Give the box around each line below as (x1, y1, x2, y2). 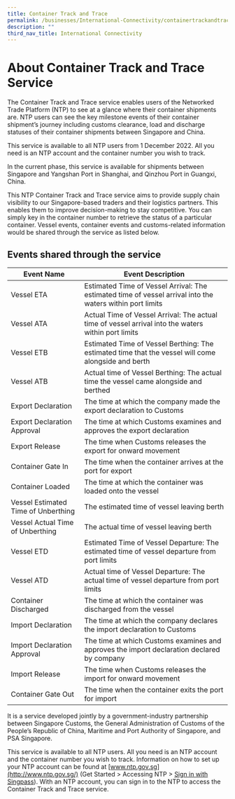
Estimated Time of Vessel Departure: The (83, 538, 219, 547)
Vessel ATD (10, 575, 49, 585)
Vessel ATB (10, 376, 48, 386)
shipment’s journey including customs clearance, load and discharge (7, 121, 205, 129)
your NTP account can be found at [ (7, 763, 111, 771)
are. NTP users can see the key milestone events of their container (7, 113, 199, 121)
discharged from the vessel (83, 604, 174, 614)
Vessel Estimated (10, 498, 68, 507)
